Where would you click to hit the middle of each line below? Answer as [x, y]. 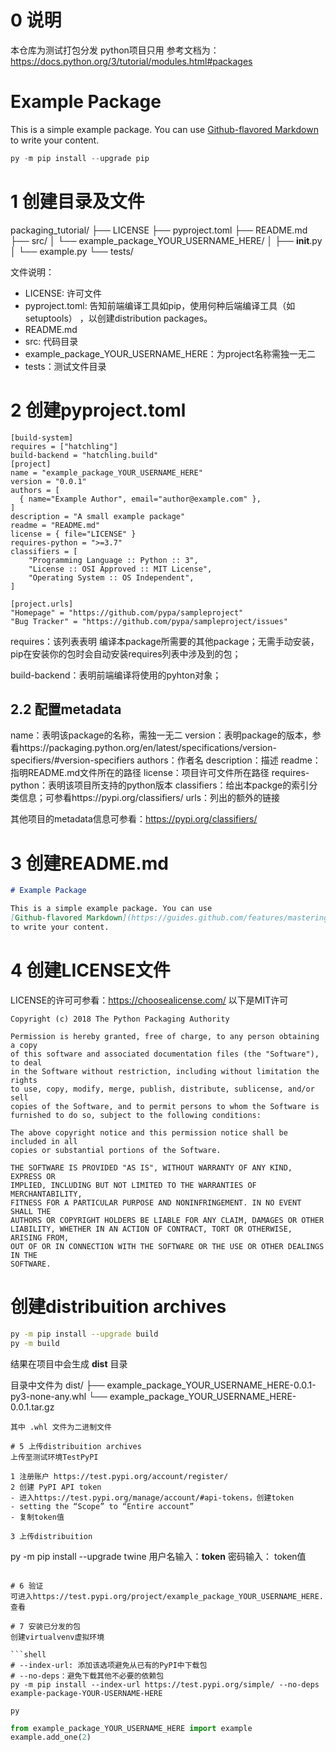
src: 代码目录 [51, 341]
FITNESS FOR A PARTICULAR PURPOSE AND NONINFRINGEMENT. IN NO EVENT [156, 1202]
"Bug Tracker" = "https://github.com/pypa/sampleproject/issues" [149, 621]
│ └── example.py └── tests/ [72, 251]
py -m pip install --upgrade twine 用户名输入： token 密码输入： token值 [158, 1556]
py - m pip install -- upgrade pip [80, 158]
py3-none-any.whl [48, 1396]
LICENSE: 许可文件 [63, 293]
